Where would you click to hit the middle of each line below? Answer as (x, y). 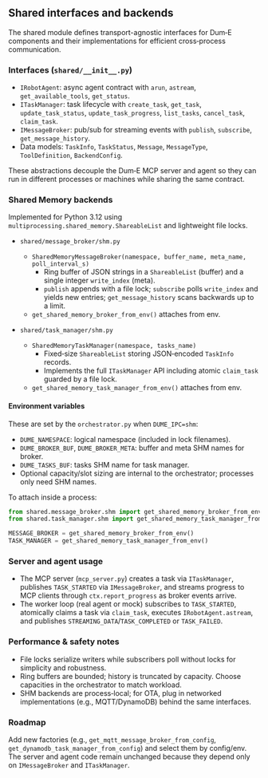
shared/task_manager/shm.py (66, 330)
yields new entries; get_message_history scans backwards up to (149, 298)
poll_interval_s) (61, 264)
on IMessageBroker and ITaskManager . (69, 765)
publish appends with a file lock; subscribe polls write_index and (151, 289)
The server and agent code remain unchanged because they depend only (129, 756)
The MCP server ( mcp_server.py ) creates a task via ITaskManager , (126, 579)
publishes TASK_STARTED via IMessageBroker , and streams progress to (132, 587)
